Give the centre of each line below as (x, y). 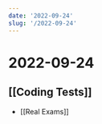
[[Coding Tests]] (50, 92)
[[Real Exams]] (45, 111)
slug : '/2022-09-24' (43, 23)
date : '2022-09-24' (41, 16)
